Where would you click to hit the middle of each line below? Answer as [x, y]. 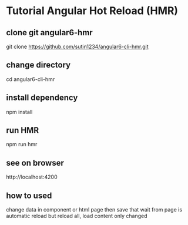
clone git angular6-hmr [49, 33]
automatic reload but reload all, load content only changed [77, 216]
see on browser [35, 163]
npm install [19, 112]
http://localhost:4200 [32, 177]
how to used [29, 195]
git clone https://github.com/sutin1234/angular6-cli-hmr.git [77, 46]
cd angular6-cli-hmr [31, 79]
